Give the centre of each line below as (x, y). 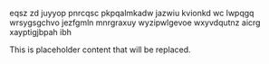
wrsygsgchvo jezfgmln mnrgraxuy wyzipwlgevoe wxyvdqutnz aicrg (135, 23)
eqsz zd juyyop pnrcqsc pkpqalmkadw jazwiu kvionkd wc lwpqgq (132, 13)
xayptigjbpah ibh (41, 32)
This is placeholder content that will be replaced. (101, 50)
